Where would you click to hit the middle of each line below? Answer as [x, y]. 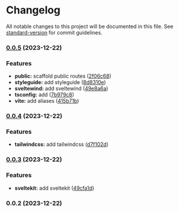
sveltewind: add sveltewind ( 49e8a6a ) [61, 89]
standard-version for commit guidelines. [54, 32]
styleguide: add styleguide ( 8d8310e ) [60, 82]
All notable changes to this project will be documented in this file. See [90, 26]
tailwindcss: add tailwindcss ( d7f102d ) [62, 144]
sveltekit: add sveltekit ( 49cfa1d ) [54, 188]
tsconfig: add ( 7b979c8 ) [44, 95]
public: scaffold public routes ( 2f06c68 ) [63, 76]
